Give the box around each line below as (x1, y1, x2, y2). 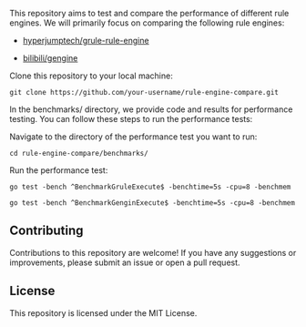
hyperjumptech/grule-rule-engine (22, 36, 149, 46)
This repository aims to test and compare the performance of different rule (9, 8, 290, 18)
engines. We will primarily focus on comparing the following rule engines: (9, 17, 285, 28)
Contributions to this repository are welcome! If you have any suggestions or (9, 247, 297, 258)
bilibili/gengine (22, 53, 78, 63)
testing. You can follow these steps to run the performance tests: (9, 114, 253, 124)
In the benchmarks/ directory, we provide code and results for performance (9, 104, 293, 115)
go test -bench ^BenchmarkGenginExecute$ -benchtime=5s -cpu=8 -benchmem (9, 199, 296, 208)
